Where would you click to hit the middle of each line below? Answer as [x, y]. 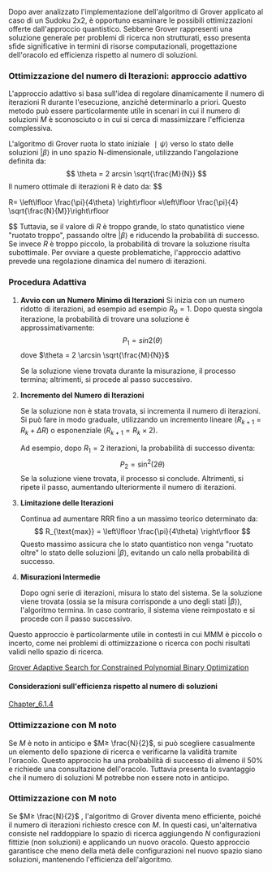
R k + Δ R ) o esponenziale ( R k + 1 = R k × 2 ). [89, 431]
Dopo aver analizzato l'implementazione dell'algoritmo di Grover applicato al [136, 12]
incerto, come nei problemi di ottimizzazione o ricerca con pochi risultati [130, 643]
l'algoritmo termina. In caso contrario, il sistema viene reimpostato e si [138, 610]
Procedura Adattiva [47, 282]
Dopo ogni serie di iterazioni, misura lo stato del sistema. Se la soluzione [141, 593]
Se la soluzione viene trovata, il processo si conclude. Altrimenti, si [132, 479]
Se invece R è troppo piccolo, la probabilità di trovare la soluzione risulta [129, 244]
